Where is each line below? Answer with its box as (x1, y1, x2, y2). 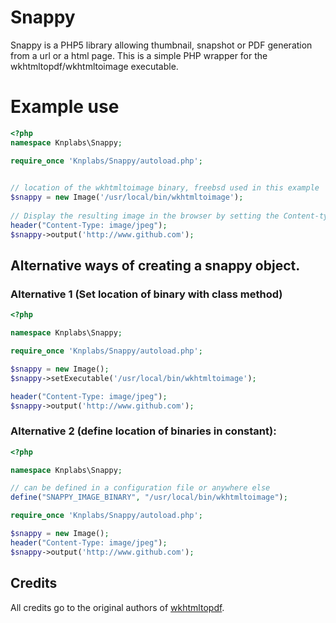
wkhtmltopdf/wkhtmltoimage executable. (10, 60, 179, 72)
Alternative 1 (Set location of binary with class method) (10, 287, 283, 301)
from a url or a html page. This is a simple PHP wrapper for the (10, 49, 268, 61)
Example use (10, 96, 120, 118)
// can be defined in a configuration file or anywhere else (10, 483, 271, 493)
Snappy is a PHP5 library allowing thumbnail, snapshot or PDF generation (10, 39, 313, 51)
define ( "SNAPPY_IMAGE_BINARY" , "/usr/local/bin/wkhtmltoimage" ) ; (10, 492, 288, 503)
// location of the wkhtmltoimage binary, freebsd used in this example (10, 183, 320, 193)
